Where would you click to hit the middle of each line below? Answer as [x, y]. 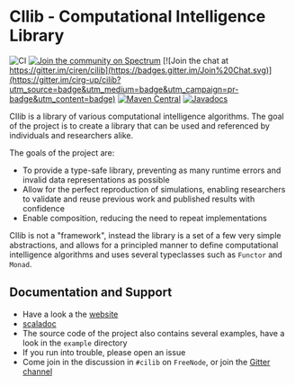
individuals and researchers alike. [71, 135]
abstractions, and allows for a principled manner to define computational [144, 245]
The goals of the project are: [62, 152]
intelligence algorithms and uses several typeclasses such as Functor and [146, 255]
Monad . [21, 264]
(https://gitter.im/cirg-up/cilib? [65, 79]
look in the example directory [75, 343]
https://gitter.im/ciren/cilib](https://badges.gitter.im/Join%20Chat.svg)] [141, 70]
